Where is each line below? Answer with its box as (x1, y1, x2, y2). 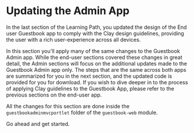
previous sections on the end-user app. (6, 91, 102, 98)
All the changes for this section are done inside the (6, 102, 130, 109)
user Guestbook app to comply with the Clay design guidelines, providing (6, 29, 185, 36)
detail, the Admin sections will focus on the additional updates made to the (6, 60, 188, 67)
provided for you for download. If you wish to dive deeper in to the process (6, 78, 189, 86)
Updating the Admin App (6, 4, 130, 18)
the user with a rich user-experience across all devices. (6, 36, 141, 43)
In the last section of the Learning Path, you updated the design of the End (6, 24, 187, 31)
